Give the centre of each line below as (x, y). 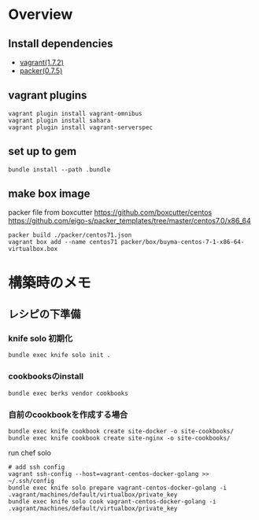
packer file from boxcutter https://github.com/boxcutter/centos (110, 212)
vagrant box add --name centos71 (63, 242)
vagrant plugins (48, 96)
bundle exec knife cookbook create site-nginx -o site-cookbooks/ (119, 438)
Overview (41, 15)
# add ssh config (37, 467)
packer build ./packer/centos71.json (70, 235)
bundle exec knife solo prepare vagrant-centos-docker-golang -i (117, 488)
